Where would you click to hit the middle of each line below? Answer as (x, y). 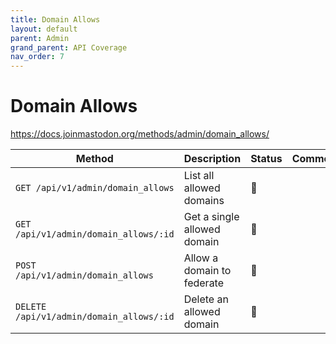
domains (204, 201)
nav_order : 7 (37, 57)
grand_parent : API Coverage (69, 47)
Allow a (201, 258)
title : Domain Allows (55, 19)
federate (204, 283)
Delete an (206, 299)
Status (266, 159)
